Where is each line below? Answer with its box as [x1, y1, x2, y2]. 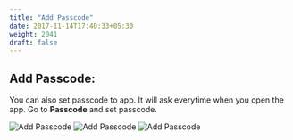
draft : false [9, 37, 58, 47]
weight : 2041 [9, 29, 58, 38]
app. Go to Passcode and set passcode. [9, 104, 158, 115]
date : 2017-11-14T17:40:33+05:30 [9, 21, 134, 30]
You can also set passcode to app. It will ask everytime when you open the [9, 95, 284, 105]
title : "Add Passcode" [9, 12, 94, 22]
